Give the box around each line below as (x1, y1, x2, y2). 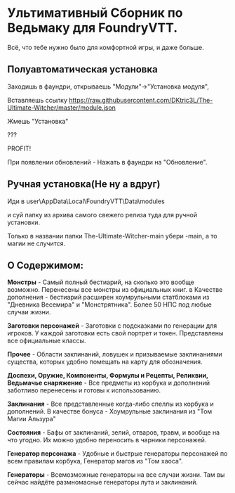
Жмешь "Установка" (7, 117, 69, 125)
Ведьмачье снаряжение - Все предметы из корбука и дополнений (7, 378, 210, 388)
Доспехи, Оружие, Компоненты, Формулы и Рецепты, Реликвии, (7, 371, 208, 380)
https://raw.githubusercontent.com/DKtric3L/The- (69, 96, 213, 104)
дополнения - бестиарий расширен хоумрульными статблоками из (7, 293, 210, 302)
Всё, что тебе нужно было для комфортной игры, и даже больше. (7, 43, 205, 51)
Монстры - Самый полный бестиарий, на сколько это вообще (7, 278, 195, 286)
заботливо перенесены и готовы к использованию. (7, 386, 161, 395)
